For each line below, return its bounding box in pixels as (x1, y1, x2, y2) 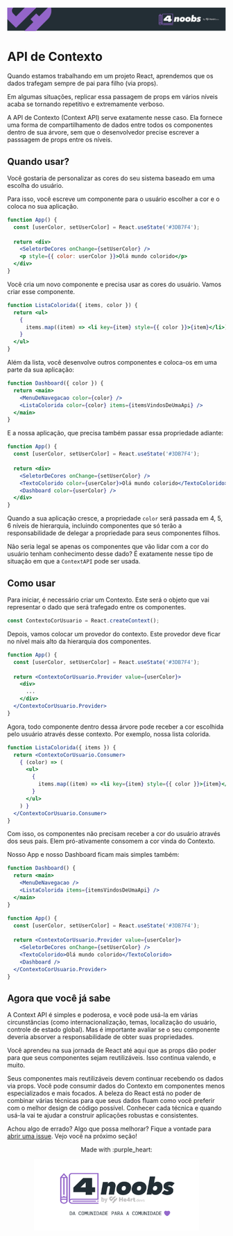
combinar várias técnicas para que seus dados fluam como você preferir (7, 1097, 215, 1105)
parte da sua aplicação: (7, 365, 75, 374)
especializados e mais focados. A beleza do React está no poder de (7, 1089, 201, 1097)
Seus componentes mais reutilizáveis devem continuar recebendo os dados (7, 1074, 224, 1083)
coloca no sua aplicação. (7, 202, 78, 210)
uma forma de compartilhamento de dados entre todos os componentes (7, 121, 214, 129)
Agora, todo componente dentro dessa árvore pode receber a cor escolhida (7, 722, 224, 731)
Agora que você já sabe (7, 992, 111, 1004)
